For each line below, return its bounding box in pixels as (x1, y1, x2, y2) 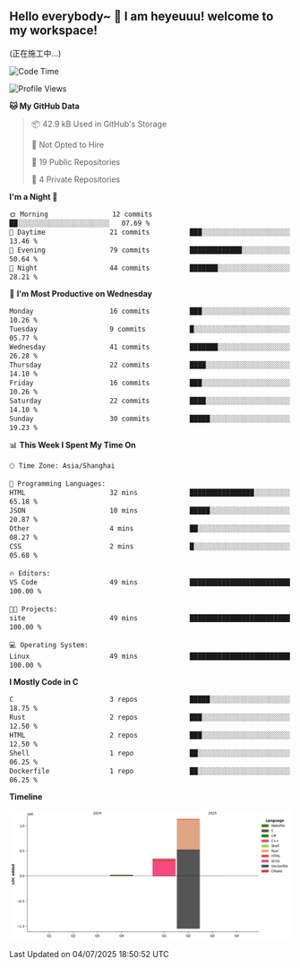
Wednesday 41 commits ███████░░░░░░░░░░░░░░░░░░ (9, 342, 291, 351)
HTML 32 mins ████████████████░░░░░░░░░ (9, 488, 291, 497)
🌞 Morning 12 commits (9, 210, 153, 219)
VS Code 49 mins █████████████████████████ (9, 577, 291, 587)
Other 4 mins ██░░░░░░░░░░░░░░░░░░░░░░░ (9, 523, 291, 533)
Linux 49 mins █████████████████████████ (9, 652, 291, 661)
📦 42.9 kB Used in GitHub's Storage (30, 118, 167, 129)
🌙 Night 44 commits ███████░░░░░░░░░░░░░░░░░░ (9, 264, 291, 272)
